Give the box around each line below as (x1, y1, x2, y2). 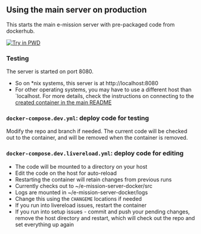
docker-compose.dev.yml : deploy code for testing (6, 114, 149, 123)
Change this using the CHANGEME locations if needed (14, 195, 142, 202)
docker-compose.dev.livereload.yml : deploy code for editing (6, 149, 184, 158)
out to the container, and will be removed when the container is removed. (6, 134, 188, 141)
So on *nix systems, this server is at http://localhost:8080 (14, 80, 159, 87)
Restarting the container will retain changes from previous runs (14, 175, 172, 183)
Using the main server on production (6, 5, 147, 15)
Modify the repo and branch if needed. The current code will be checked (6, 128, 188, 135)
